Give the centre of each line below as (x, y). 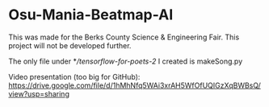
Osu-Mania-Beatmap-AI (91, 15)
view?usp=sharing (39, 93)
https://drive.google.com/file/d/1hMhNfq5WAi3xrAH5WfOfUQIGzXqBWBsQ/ (134, 85)
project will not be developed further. (70, 45)
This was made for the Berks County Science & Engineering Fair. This (124, 37)
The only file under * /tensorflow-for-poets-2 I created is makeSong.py (126, 61)
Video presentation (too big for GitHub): (74, 76)
